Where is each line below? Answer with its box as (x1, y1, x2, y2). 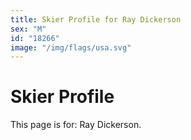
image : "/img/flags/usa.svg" (10, 42, 132, 53)
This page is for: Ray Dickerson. (10, 119, 142, 131)
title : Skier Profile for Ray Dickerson (10, 14, 182, 25)
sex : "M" (10, 24, 47, 34)
